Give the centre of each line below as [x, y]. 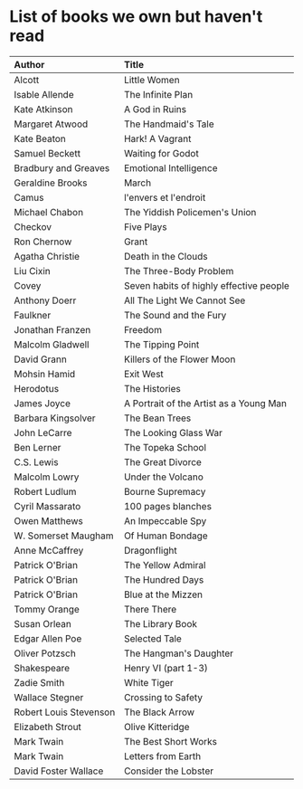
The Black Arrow [159, 712]
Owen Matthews [49, 520]
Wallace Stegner [49, 697]
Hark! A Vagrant [157, 138]
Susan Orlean [43, 623]
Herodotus [37, 388]
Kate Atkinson [43, 109]
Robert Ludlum [45, 491]
